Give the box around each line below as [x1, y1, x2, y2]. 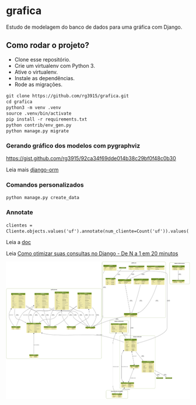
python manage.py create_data [6, 195, 80, 201]
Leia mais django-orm [6, 166, 59, 173]
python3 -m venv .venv [6, 104, 61, 111]
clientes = [6, 222, 33, 228]
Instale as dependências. [14, 74, 75, 81]
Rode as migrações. [14, 81, 63, 88]
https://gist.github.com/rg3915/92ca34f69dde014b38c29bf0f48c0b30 [6, 155, 176, 162]
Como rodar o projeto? [6, 40, 89, 50]
